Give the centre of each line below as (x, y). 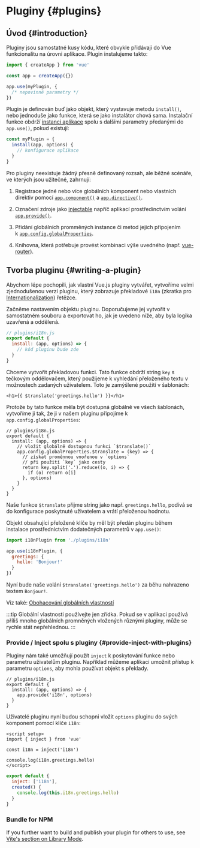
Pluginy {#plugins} (54, 11)
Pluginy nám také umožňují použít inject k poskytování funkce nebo (91, 655)
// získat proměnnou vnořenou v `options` (76, 457)
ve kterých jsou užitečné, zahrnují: (49, 179)
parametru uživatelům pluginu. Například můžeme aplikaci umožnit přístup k (100, 662)
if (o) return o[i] (52, 473)
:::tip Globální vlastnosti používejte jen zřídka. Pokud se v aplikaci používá (97, 614)
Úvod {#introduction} (47, 33)
